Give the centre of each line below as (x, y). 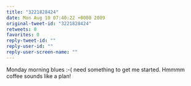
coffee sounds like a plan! (39, 76)
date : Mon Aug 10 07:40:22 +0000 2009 (56, 18)
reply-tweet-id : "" (31, 41)
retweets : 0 (21, 29)
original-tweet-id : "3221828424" (49, 23)
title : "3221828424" (33, 12)
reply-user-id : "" (30, 47)
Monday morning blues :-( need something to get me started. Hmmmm (95, 69)
